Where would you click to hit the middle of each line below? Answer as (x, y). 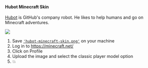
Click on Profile (27, 51)
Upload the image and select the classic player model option (73, 56)
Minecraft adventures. (27, 23)
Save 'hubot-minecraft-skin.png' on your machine (63, 41)
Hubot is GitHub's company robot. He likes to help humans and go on (74, 17)
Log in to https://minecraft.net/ (43, 46)
